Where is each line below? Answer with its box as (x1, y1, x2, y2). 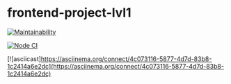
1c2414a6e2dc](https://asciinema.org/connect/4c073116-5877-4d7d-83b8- (7, 62, 225, 70)
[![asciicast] (7, 54, 42, 63)
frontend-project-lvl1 (7, 5, 132, 21)
